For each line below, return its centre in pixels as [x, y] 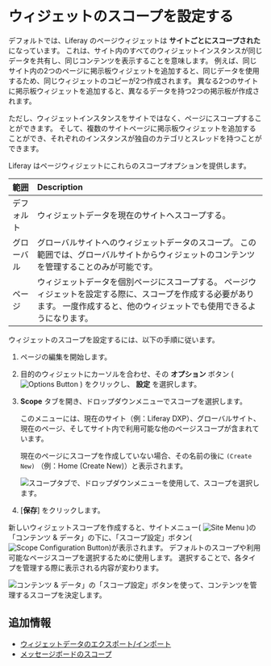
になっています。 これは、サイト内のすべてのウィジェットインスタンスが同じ [135, 50]
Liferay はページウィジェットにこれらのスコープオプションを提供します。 [130, 165]
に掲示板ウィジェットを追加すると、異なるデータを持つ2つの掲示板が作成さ [134, 90]
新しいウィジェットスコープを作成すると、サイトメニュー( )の [132, 527]
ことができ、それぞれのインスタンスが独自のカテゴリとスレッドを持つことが [135, 138]
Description [60, 186]
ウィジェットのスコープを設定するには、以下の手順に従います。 [114, 339]
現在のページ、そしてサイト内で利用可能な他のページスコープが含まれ [136, 428]
